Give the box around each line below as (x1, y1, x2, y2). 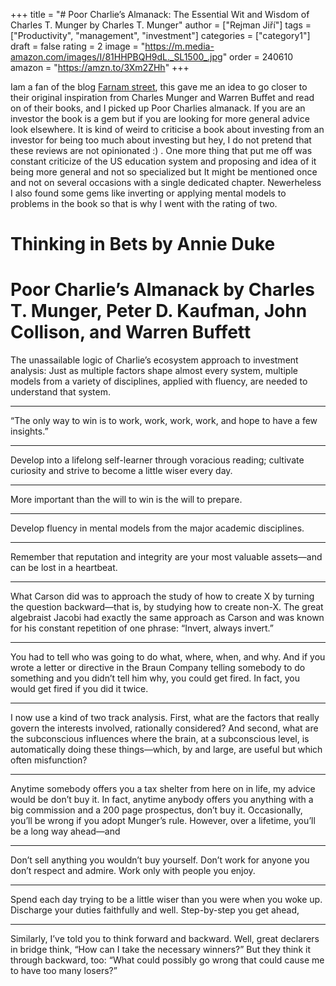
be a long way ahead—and (10, 825, 121, 838)
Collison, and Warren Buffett (10, 321, 252, 344)
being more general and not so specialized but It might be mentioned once (10, 166, 318, 178)
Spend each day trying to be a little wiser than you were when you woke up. (10, 894, 323, 906)
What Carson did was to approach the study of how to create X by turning (10, 590, 315, 603)
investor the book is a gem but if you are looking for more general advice (10, 113, 310, 124)
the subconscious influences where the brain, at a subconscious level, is (10, 733, 310, 745)
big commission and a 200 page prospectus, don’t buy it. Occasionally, (10, 804, 303, 816)
